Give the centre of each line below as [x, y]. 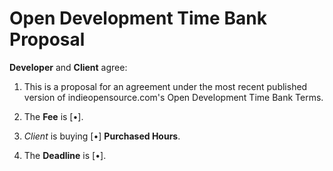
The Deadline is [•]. [65, 155]
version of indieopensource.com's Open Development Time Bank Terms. [173, 97]
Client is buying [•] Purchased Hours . [102, 136]
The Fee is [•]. [53, 116]
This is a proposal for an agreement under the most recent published [165, 86]
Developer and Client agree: [68, 67]
